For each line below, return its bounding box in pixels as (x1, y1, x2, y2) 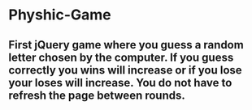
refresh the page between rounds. (8, 88, 185, 102)
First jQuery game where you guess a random (8, 38, 244, 52)
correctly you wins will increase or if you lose (8, 63, 242, 77)
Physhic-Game (8, 6, 111, 24)
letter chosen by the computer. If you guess (8, 50, 234, 64)
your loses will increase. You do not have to (8, 75, 232, 90)
